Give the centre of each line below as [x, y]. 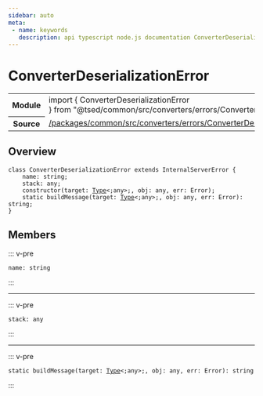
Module [27, 105]
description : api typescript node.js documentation [104, 37]
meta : [17, 23]
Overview [32, 152]
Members [32, 235]
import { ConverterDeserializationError [119, 100]
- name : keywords [40, 30]
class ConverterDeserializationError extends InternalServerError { [122, 169]
